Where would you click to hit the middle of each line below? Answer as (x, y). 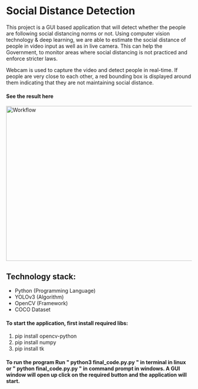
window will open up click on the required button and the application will (96, 375)
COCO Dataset (33, 309)
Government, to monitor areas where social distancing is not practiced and (97, 52)
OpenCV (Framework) (41, 303)
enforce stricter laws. (32, 58)
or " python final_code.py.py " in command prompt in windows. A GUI (93, 368)
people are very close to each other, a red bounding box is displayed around (99, 76)
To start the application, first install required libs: (67, 323)
